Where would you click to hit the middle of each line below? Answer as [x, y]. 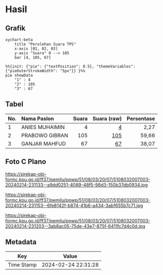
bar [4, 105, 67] [33, 57]
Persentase [141, 118]
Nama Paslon [38, 118]
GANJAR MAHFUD [44, 143]
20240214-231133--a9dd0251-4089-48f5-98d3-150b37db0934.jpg [77, 185]
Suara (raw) [107, 118]
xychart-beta [19, 40]
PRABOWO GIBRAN [45, 135]
